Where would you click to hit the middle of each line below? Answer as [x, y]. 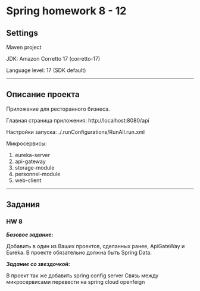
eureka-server [32, 155]
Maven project [24, 47]
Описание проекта [43, 94]
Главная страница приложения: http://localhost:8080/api [78, 120]
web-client [28, 180]
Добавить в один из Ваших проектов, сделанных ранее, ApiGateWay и [96, 246]
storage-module [35, 167]
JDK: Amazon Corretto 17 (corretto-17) [53, 59]
